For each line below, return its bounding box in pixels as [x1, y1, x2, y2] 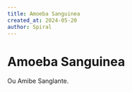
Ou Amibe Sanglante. [7, 77, 69, 85]
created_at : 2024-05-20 [7, 17, 78, 24]
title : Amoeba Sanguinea [7, 10, 80, 18]
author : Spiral [7, 23, 52, 30]
